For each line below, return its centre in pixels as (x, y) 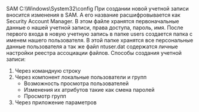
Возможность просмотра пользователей (76, 83)
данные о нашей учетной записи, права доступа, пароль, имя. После (95, 27)
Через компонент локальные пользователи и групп (81, 77)
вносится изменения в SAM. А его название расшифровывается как (94, 15)
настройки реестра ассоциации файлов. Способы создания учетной (94, 53)
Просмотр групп (45, 96)
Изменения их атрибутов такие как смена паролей (89, 90)
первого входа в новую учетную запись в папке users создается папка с (99, 34)
